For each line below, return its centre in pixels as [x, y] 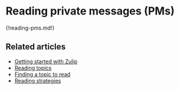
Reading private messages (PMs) [90, 11]
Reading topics [33, 68]
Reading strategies [38, 80]
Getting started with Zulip [46, 61]
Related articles [36, 47]
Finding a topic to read [42, 74]
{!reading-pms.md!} [30, 28]
